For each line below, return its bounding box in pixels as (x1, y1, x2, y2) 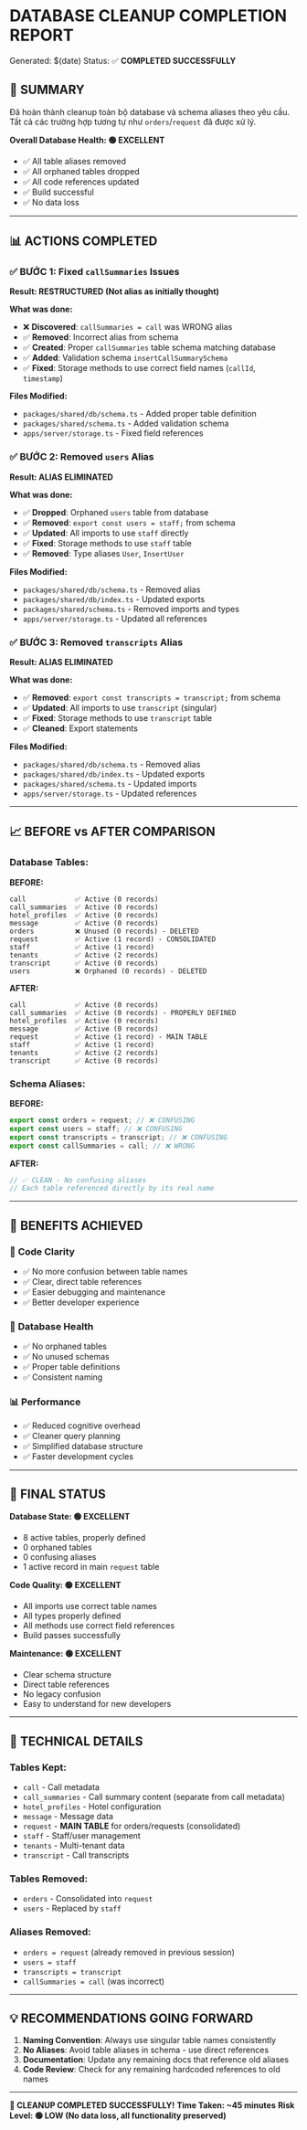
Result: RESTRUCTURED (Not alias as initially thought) (9, 286, 219, 297)
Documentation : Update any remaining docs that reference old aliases (22, 2054, 290, 2065)
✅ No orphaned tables (22, 1341, 108, 1352)
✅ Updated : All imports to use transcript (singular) (22, 703, 217, 714)
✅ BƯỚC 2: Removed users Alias (9, 450, 154, 463)
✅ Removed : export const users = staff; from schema (22, 517, 236, 528)
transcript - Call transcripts (22, 1849, 130, 1860)
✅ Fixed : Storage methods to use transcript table (22, 713, 213, 724)
